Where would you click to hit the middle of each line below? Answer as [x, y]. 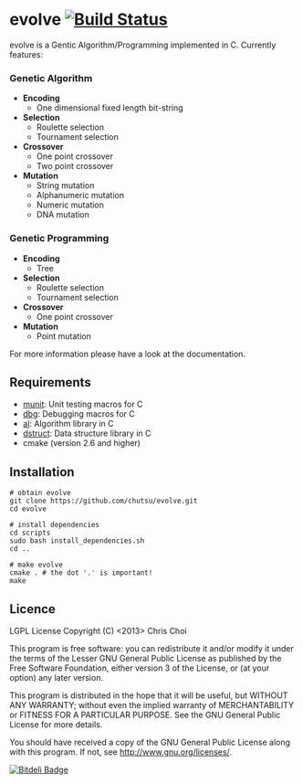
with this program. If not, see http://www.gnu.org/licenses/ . [121, 752]
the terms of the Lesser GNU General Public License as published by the [146, 658]
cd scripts [30, 533]
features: [26, 54]
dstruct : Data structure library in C [87, 433]
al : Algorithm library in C [68, 424]
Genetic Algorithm [51, 78]
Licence [33, 609]
